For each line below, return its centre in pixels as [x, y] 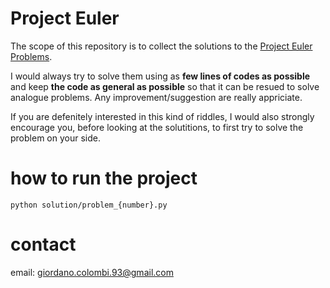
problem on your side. [55, 138]
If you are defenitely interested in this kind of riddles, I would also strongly [162, 116]
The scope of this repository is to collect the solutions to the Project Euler [161, 46]
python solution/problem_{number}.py [89, 205]
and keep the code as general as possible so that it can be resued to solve [165, 86]
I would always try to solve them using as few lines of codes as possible [160, 76]
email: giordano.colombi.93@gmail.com [92, 272]
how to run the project [104, 178]
